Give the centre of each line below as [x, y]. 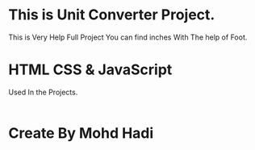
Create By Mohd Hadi [81, 133]
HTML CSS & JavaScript [90, 70]
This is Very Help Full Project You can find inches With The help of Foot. [128, 37]
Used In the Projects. [43, 92]
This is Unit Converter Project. [112, 15]
